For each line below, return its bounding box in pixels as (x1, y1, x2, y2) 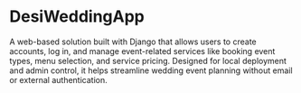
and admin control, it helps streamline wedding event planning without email (9, 65, 293, 76)
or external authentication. (9, 74, 108, 85)
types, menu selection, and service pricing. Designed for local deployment (9, 55, 287, 66)
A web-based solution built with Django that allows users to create (9, 36, 257, 47)
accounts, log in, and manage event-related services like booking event (9, 45, 276, 56)
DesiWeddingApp (9, 6, 145, 27)
